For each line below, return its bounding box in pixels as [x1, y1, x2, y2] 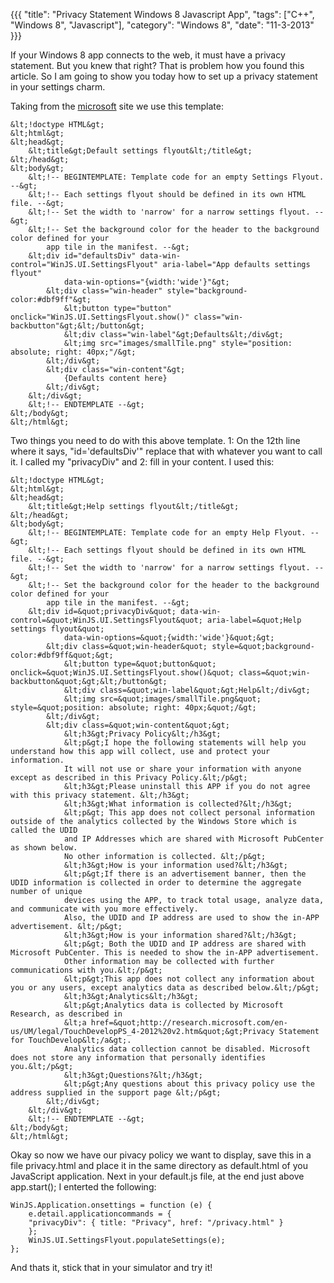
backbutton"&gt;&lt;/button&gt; [10, 321, 145, 331]
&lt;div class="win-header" [46, 286, 163, 296]
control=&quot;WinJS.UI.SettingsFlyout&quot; [10, 615, 203, 625]
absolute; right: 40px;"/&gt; [10, 347, 137, 357]
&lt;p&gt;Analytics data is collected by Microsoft [63, 1000, 284, 1010]
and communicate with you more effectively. [10, 904, 199, 914]
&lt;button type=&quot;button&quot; [63, 659, 217, 669]
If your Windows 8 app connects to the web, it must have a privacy [10, 49, 286, 61]
